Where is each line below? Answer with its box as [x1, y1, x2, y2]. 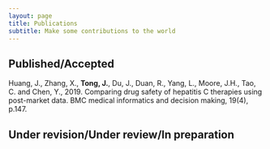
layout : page [8, 11, 53, 20]
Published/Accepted [8, 57, 115, 70]
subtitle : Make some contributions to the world [8, 27, 176, 35]
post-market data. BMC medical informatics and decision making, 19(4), [8, 96, 249, 105]
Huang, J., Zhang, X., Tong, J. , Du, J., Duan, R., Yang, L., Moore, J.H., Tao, [8, 79, 256, 88]
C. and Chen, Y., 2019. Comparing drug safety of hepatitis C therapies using [8, 87, 263, 97]
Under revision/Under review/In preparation [8, 127, 235, 142]
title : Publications [8, 19, 79, 28]
